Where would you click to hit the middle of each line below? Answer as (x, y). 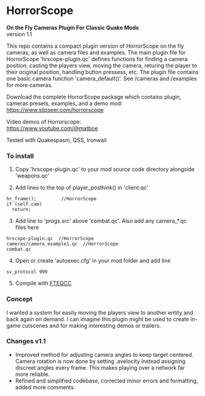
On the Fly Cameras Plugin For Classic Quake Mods (73, 28)
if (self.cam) (24, 204)
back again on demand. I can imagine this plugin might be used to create (98, 319)
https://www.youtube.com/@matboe (52, 128)
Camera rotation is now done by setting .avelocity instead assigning (100, 361)
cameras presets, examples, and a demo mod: (65, 103)
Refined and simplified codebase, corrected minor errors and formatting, (106, 381)
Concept (19, 299)
